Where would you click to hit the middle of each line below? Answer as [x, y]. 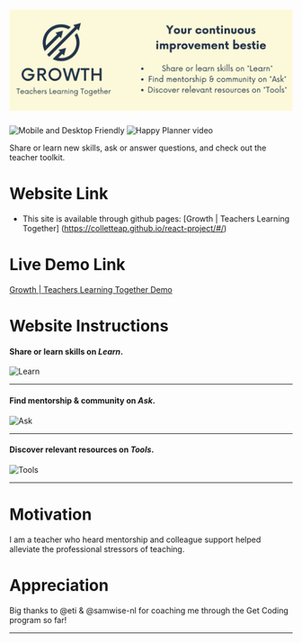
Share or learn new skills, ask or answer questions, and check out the [138, 148]
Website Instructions [89, 326]
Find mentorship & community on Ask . [82, 400]
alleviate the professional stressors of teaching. [97, 548]
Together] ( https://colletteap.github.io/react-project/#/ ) [124, 229]
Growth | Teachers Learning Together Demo [91, 289]
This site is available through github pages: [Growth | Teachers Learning [156, 219]
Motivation [51, 514]
